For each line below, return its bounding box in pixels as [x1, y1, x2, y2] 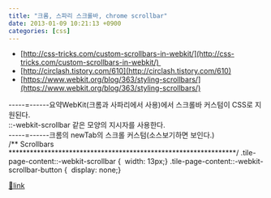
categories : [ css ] [8, 27, 71, 35]
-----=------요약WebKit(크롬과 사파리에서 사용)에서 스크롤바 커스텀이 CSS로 [8, 100, 253, 110]
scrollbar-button [8, 165, 62, 175]
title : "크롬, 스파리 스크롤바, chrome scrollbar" [8, 11, 168, 20]
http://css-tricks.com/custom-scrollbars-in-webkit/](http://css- [23, 49, 235, 59]
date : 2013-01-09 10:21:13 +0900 [8, 19, 122, 27]
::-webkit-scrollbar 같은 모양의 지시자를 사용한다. [8, 120, 166, 130]
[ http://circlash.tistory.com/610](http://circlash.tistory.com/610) [19, 66, 232, 76]
